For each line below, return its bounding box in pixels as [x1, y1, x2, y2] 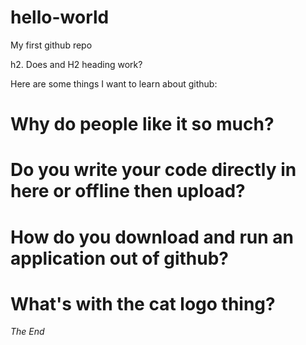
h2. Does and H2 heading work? [10, 58, 143, 70]
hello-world [10, 6, 110, 29]
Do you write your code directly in [10, 159, 297, 181]
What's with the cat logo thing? [10, 292, 276, 315]
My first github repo [10, 39, 93, 51]
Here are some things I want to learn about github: [10, 77, 218, 90]
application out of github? [10, 247, 230, 270]
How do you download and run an [10, 226, 294, 248]
